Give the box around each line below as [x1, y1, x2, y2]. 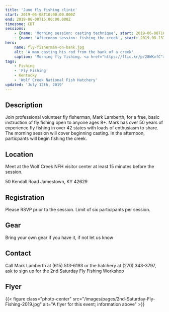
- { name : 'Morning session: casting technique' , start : [14, 31, 134, 36]
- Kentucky [14, 73, 37, 78]
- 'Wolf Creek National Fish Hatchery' [14, 77, 98, 83]
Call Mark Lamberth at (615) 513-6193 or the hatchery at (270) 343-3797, [5, 262, 156, 268]
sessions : [5, 26, 26, 31]
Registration [5, 193, 45, 202]
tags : [5, 59, 17, 64]
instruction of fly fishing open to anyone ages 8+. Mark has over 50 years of [5, 119, 163, 126]
